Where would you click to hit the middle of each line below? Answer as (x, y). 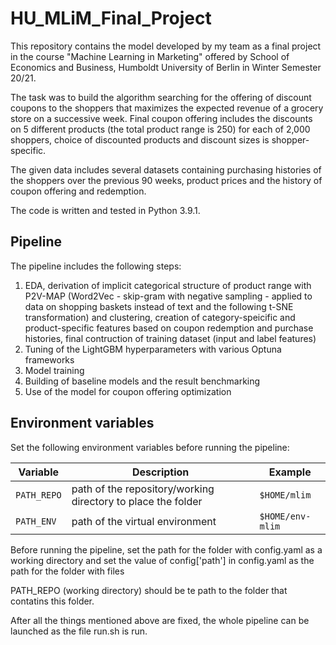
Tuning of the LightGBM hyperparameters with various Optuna (153, 349)
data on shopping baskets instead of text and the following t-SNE (159, 306)
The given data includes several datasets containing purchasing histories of (166, 169)
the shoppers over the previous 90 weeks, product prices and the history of (166, 180)
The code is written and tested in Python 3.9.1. (105, 210)
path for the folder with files (67, 571)
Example (290, 472)
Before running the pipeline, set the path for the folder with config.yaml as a (166, 549)
